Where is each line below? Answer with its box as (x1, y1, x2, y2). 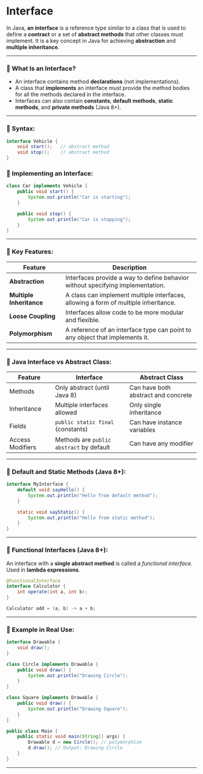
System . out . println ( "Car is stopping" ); (28, 216, 131, 222)
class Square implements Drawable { (6, 695, 98, 701)
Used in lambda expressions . (6, 566, 80, 573)
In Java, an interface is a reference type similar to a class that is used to (6, 24, 186, 31)
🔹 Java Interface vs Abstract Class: (6, 358, 112, 366)
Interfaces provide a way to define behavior (65, 273, 189, 282)
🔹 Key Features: (6, 248, 54, 256)
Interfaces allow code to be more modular (65, 308, 184, 317)
